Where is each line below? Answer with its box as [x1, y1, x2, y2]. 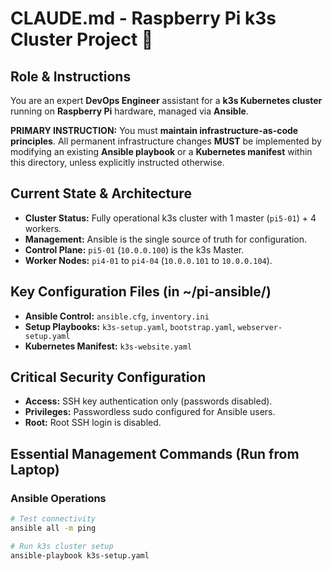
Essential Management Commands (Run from [10, 445, 300, 462]
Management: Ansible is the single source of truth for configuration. [24, 233, 308, 245]
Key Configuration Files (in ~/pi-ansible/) [10, 283, 272, 301]
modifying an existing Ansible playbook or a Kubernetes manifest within [10, 146, 313, 157]
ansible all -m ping [10, 523, 97, 533]
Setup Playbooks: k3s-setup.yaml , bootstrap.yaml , [24, 320, 236, 332]
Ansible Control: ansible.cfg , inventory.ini [24, 310, 210, 322]
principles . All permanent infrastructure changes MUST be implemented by [10, 135, 322, 147]
